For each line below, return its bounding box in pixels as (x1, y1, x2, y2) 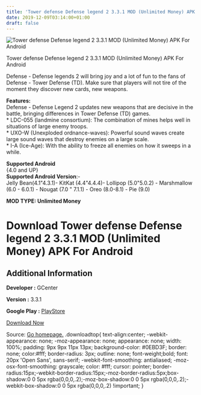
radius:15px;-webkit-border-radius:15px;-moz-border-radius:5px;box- (6, 369, 179, 377)
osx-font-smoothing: (6, 363, 58, 370)
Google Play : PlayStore (6, 308, 65, 315)
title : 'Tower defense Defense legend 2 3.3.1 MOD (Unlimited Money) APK (6, 8, 196, 15)
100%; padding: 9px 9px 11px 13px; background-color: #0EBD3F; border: (6, 344, 187, 351)
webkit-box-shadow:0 (6, 382, 61, 390)
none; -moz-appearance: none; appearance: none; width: (39, 337, 182, 344)
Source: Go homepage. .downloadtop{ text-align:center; (6, 331, 146, 338)
